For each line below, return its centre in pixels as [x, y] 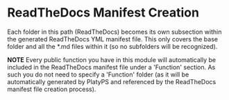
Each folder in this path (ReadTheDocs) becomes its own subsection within [114, 32]
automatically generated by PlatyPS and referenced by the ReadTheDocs [112, 81]
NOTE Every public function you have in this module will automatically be [112, 59]
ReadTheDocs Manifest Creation [103, 13]
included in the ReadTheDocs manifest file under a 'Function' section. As [111, 67]
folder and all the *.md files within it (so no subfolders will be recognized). [112, 46]
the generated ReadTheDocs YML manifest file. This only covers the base [113, 39]
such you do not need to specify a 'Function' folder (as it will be [98, 74]
